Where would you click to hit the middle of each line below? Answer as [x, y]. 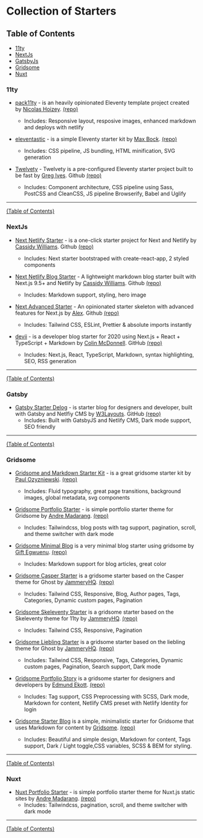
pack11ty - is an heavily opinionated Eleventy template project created [102, 103]
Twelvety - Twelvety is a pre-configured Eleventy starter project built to [104, 169]
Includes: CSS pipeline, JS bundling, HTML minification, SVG [99, 151]
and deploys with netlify [54, 127]
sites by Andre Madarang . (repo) [56, 799]
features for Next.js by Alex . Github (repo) [67, 313]
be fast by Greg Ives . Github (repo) [58, 176]
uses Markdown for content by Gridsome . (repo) [75, 728]
